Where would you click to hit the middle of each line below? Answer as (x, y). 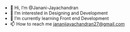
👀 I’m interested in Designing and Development (59, 13)
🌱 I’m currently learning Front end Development (59, 18)
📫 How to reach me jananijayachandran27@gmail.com (67, 24)
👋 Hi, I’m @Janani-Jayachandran (44, 8)
